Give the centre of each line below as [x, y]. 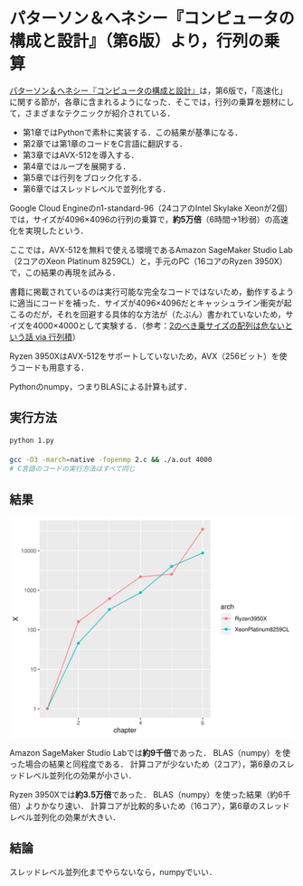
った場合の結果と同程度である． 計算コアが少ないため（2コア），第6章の [144, 764]
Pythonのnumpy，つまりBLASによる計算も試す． [101, 386]
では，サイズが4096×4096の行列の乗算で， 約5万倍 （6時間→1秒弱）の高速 [149, 219]
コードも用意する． [52, 367]
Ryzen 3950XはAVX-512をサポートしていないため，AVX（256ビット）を [145, 356]
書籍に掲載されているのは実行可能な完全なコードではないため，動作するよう [151, 291]
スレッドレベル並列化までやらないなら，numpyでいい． [113, 872]
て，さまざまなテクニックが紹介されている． [92, 113]
